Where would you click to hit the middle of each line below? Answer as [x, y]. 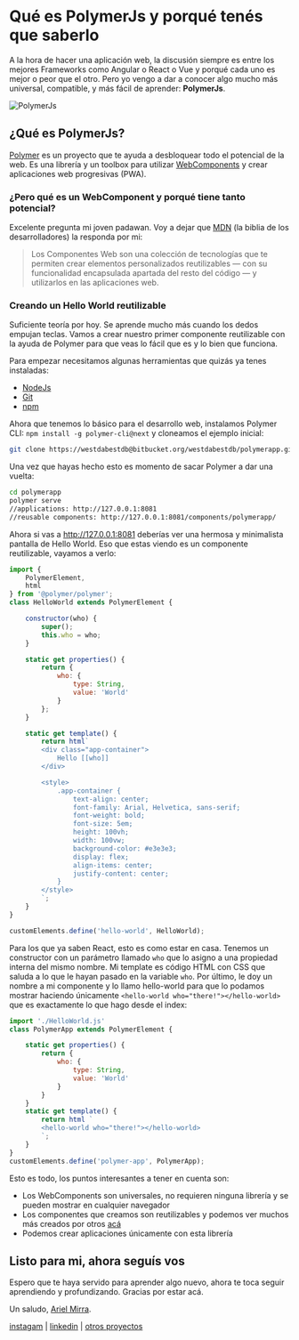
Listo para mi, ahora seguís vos [97, 1261]
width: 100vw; [99, 841]
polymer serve [36, 501]
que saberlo [54, 35]
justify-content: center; [121, 874]
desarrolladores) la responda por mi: [76, 237]
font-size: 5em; [103, 824]
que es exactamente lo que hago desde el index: [98, 1005]
